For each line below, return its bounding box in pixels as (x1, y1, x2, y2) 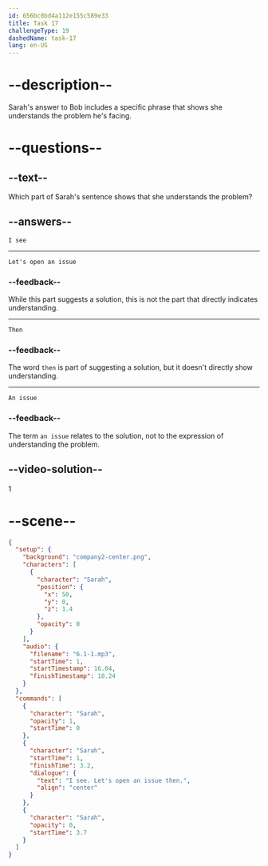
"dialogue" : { (29, 769, 77, 777)
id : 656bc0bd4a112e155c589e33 (8, 11, 109, 20)
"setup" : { (15, 546, 52, 554)
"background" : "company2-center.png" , (22, 553, 152, 561)
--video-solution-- (8, 463, 103, 476)
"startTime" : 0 (29, 724, 81, 732)
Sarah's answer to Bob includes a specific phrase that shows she (8, 102, 223, 112)
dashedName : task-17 (8, 34, 77, 42)
